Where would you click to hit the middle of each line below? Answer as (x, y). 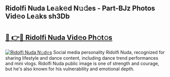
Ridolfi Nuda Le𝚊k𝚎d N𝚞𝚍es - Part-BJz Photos (80, 8)
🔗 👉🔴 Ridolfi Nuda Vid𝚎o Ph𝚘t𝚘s (59, 37)
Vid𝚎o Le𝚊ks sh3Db (38, 17)
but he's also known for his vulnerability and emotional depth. (70, 69)
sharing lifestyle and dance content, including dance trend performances (82, 58)
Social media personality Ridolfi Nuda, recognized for (109, 52)
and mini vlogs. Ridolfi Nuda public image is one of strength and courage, (82, 63)
